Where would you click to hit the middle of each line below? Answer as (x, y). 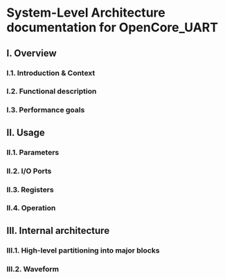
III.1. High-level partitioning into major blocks (83, 250)
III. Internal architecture (58, 230)
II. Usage (26, 132)
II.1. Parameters (33, 152)
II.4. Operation (31, 208)
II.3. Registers (30, 189)
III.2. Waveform (33, 269)
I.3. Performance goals (46, 110)
